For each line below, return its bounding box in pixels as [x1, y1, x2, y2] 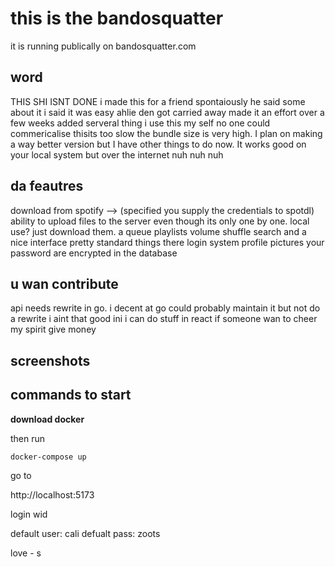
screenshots [10, 352, 91, 369]
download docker [10, 413, 85, 425]
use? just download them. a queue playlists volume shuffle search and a [10, 225, 307, 237]
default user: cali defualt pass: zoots [10, 528, 161, 540]
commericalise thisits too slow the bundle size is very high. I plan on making [10, 127, 323, 139]
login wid [10, 508, 48, 521]
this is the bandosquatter [10, 7, 224, 30]
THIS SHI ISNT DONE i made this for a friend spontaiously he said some [10, 95, 306, 107]
